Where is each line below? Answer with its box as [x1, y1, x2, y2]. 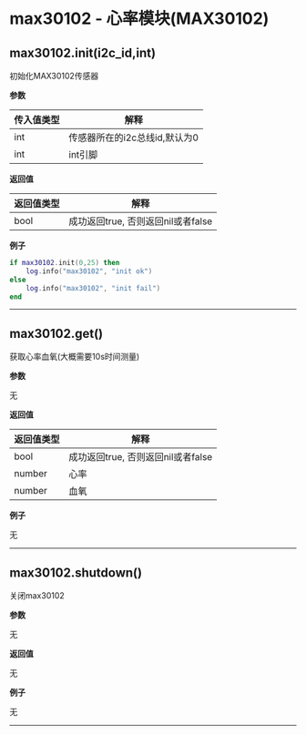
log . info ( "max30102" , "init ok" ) [25, 266, 153, 276]
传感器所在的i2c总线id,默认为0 [68, 131, 199, 144]
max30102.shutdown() [9, 565, 143, 580]
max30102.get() [9, 325, 104, 342]
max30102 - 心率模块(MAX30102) [9, 8, 270, 29]
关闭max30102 [9, 590, 66, 601]
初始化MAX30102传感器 [9, 70, 99, 81]
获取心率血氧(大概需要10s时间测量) [9, 352, 140, 362]
